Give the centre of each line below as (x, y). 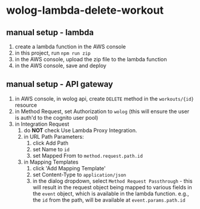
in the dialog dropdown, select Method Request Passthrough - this (113, 181)
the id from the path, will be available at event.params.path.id (109, 199)
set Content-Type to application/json (79, 174)
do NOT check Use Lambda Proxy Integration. (80, 130)
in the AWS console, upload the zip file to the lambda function (91, 59)
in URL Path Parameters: (54, 136)
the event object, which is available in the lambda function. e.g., (111, 194)
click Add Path (50, 143)
